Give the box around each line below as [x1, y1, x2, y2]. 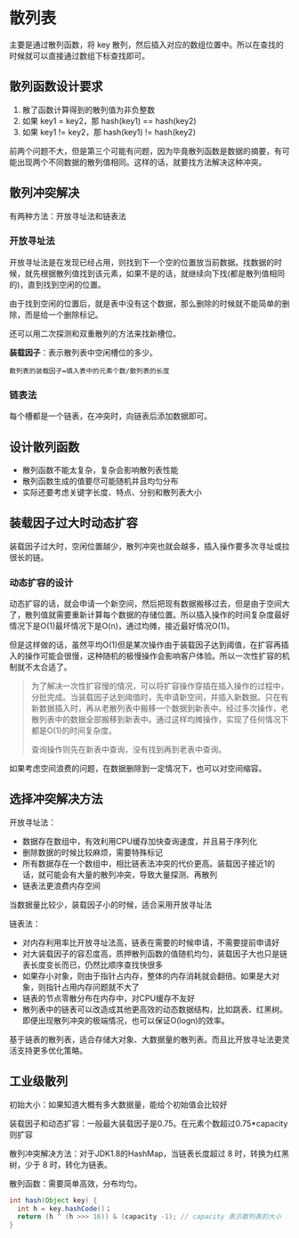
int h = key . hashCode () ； [17, 1204, 112, 1213]
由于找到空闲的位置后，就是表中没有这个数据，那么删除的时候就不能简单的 [9, 297, 282, 308]
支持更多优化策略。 [16, 1045, 87, 1055]
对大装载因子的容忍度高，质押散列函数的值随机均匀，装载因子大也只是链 [21, 948, 287, 958]
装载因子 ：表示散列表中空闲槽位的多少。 [9, 346, 158, 357]
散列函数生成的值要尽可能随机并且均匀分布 [21, 476, 179, 486]
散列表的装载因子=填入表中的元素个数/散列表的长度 [9, 366, 170, 375]
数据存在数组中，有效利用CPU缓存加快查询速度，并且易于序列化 [21, 835, 258, 846]
